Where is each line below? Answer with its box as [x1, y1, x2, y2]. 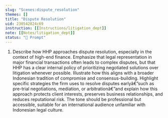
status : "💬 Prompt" [5, 35, 46, 40]
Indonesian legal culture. [12, 107, 64, 113]
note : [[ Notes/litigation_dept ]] [5, 30, 75, 35]
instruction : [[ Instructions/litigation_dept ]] [5, 26, 107, 31]
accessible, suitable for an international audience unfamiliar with [12, 102, 146, 108]
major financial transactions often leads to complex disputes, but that [12, 59, 155, 65]
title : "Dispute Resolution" [5, 16, 66, 21]
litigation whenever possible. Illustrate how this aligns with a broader [12, 70, 154, 76]
